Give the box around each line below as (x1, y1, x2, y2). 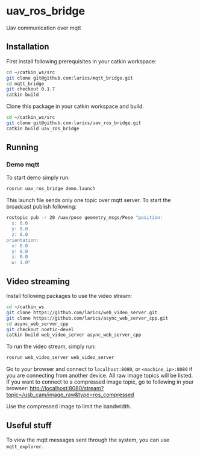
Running (6, 142, 39, 153)
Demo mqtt (6, 160, 40, 169)
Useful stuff (6, 420, 52, 431)
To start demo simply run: (6, 174, 70, 182)
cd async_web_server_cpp (6, 321, 69, 327)
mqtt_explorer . (6, 442, 43, 450)
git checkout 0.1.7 (6, 86, 55, 92)
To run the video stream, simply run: (6, 343, 96, 350)
